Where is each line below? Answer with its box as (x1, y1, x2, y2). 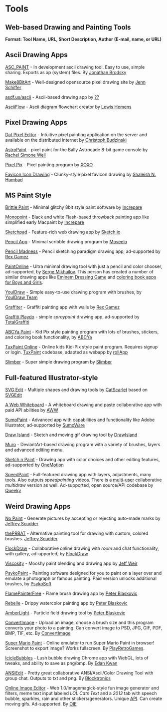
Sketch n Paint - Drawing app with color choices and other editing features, (5, 457, 160, 463)
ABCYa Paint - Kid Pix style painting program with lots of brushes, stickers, (5, 329, 159, 335)
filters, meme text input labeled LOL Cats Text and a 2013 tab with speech (5, 690, 157, 696)
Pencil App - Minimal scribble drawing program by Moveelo (5, 239, 127, 245)
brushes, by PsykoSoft (5, 581, 52, 587)
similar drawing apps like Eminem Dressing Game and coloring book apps (5, 274, 157, 280)
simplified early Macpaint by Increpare (5, 219, 84, 225)
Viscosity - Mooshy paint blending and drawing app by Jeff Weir (5, 560, 138, 566)
